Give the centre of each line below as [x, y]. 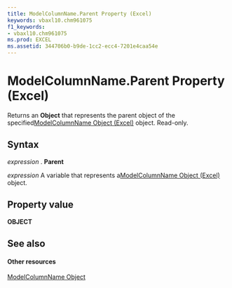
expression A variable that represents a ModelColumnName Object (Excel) [114, 175]
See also [26, 244]
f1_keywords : [26, 27]
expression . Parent [36, 161]
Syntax [23, 145]
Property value [40, 205]
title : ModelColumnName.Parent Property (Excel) [80, 14]
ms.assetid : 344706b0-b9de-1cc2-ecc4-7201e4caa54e [83, 46]
